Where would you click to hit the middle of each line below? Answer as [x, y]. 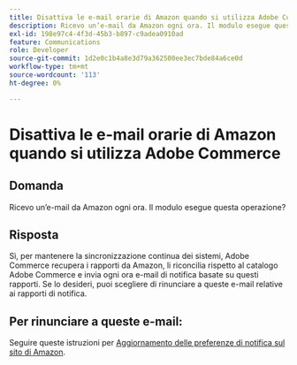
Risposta [34, 235]
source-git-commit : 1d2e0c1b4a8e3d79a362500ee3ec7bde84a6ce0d [126, 58]
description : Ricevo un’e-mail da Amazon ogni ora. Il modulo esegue [140, 26]
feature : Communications [55, 42]
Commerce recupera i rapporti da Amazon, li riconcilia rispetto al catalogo [144, 265]
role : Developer [39, 50]
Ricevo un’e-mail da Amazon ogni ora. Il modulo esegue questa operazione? [148, 207]
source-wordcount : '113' [55, 75]
